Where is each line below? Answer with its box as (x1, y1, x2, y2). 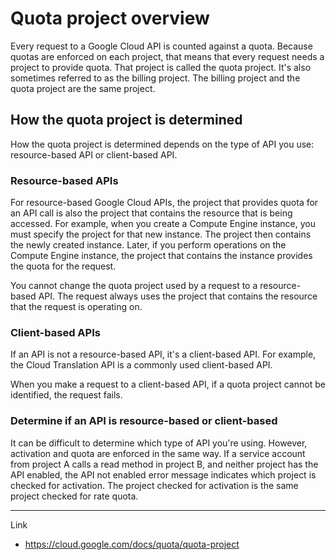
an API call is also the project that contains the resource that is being (10, 207, 293, 219)
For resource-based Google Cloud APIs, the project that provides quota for (10, 197, 319, 209)
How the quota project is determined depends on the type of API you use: (10, 138, 315, 150)
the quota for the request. (10, 260, 117, 272)
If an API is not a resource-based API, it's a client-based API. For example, (10, 348, 317, 361)
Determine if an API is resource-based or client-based (10, 414, 278, 428)
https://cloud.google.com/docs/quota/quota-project (24, 538, 240, 550)
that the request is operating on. (10, 301, 143, 313)
